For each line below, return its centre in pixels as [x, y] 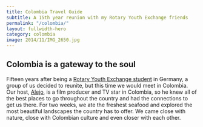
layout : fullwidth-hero [36, 29]
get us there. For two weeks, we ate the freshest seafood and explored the [99, 105]
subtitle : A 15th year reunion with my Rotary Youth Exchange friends [97, 18]
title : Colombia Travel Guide [45, 12]
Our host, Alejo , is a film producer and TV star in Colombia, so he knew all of [101, 92]
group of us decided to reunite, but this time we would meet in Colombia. [97, 85]
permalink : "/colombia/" [38, 23]
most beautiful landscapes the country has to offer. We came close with [96, 111]
